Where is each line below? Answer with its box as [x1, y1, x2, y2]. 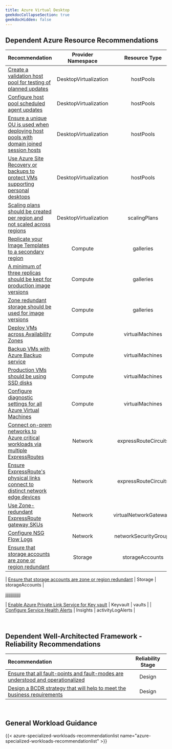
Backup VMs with [8, 346, 50, 353]
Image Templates [8, 242, 50, 249]
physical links [8, 474, 41, 482]
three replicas [8, 269, 41, 277]
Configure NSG [8, 530, 45, 537]
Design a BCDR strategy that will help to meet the [8, 685, 126, 692]
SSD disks [8, 379, 32, 387]
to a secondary [8, 248, 45, 256]
